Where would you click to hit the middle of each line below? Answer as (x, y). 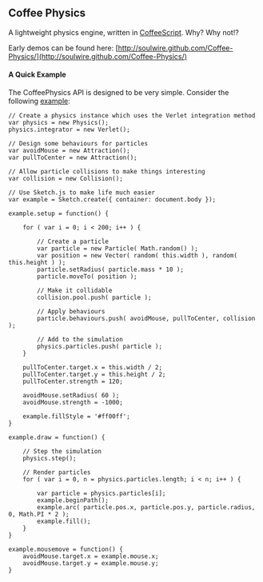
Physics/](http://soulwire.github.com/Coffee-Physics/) (98, 56)
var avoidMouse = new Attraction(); (69, 151)
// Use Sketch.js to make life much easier (82, 193)
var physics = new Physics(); (59, 123)
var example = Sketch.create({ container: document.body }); (112, 200)
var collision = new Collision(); (66, 179)
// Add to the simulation (80, 340)
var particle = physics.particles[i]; (102, 494)
